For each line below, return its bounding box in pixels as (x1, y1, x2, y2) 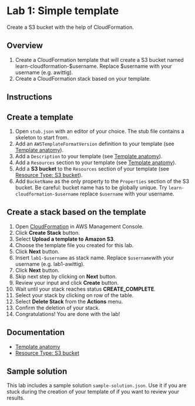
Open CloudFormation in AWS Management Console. (15, 222, 144, 230)
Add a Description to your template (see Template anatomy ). (15, 152, 163, 159)
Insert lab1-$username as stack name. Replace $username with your (15, 254, 174, 261)
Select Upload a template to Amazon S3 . (15, 235, 115, 242)
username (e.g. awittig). (15, 69, 73, 76)
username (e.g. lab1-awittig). (15, 260, 85, 267)
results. (6, 394, 25, 401)
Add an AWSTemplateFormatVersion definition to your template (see (15, 140, 175, 147)
